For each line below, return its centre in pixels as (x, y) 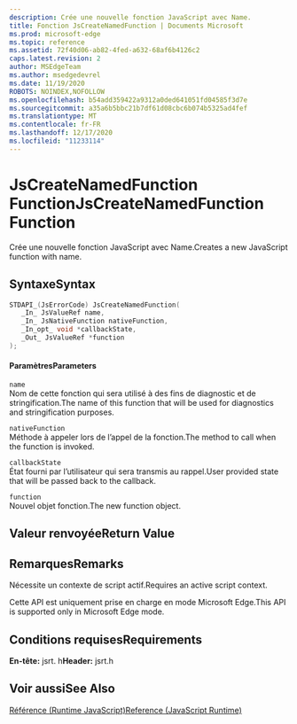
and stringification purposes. (62, 412)
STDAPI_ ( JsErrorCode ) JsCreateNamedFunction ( (94, 305)
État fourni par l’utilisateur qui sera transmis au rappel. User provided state (144, 471)
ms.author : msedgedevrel (55, 75)
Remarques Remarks (66, 564)
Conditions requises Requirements (106, 639)
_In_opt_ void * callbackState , (79, 330)
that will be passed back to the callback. (83, 480)
